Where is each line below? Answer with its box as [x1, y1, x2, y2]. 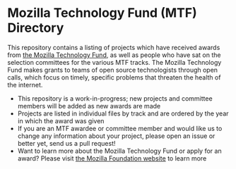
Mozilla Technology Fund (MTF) [7, 5, 197, 21]
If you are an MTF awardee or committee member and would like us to [17, 124, 223, 132]
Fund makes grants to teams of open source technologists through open [7, 65, 218, 74]
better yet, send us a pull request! [17, 139, 116, 147]
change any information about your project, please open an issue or [17, 132, 216, 140]
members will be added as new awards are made [17, 101, 161, 110]
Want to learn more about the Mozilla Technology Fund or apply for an [17, 146, 222, 155]
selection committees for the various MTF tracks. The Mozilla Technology [7, 58, 222, 66]
